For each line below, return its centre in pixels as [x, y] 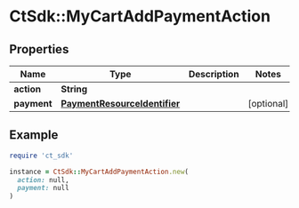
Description [214, 74]
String [74, 89]
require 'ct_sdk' [41, 156]
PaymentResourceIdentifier [121, 104]
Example [34, 135]
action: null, [43, 180]
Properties [39, 49]
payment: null [43, 188]
